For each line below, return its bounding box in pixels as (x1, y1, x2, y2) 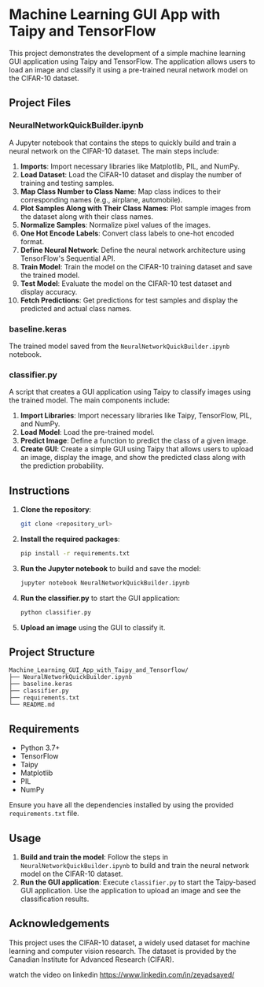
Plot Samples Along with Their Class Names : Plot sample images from (20, 203, 251, 213)
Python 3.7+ (20, 743, 60, 753)
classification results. (20, 894, 90, 904)
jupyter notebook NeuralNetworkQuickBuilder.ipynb (20, 579, 190, 587)
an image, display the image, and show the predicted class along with (20, 453, 246, 462)
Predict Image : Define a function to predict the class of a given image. (20, 436, 248, 446)
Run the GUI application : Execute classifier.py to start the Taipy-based (20, 877, 256, 887)
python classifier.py (20, 608, 91, 616)
